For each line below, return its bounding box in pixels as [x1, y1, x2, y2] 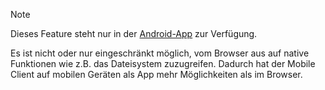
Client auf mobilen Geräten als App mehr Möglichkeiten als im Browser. [10, 69, 303, 80]
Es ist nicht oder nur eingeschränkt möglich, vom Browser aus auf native [10, 47, 310, 59]
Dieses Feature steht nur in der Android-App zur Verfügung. [10, 28, 258, 39]
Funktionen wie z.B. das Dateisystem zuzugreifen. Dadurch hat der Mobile [10, 58, 316, 69]
